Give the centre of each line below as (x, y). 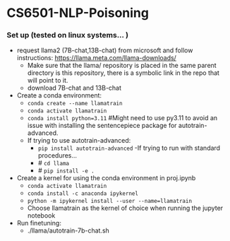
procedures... (57, 155)
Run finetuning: (39, 223)
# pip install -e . (66, 170)
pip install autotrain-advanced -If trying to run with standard (129, 148)
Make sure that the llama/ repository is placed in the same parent (122, 66)
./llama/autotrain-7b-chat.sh (68, 230)
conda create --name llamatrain (75, 104)
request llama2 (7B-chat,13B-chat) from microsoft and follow (105, 50)
